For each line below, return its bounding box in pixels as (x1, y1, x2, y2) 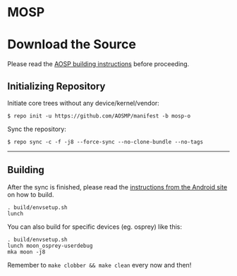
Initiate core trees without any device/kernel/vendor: (7, 99, 160, 107)
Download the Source (7, 37, 136, 53)
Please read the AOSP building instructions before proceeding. (7, 60, 190, 68)
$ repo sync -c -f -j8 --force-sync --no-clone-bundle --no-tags (7, 138, 203, 145)
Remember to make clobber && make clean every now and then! (7, 261, 192, 269)
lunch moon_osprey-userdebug (7, 242, 93, 249)
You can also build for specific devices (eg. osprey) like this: (7, 222, 182, 231)
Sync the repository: (7, 125, 67, 133)
